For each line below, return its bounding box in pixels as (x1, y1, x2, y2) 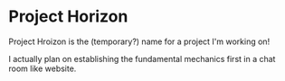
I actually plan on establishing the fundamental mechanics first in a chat (8, 53, 276, 64)
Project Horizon (8, 6, 128, 27)
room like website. (8, 63, 77, 74)
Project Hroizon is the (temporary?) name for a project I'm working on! (8, 36, 271, 47)
